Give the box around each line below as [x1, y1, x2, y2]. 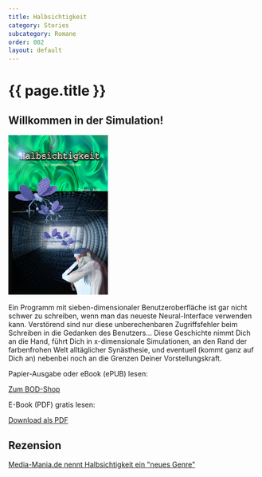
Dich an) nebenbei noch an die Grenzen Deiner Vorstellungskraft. [8, 353, 222, 363]
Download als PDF [8, 416, 69, 425]
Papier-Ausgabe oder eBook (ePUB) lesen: [8, 369, 149, 379]
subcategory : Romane [8, 30, 77, 37]
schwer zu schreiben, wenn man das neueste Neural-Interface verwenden [8, 311, 252, 321]
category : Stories [8, 21, 69, 30]
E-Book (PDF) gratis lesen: [8, 400, 96, 410]
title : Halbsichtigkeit [8, 13, 88, 21]
